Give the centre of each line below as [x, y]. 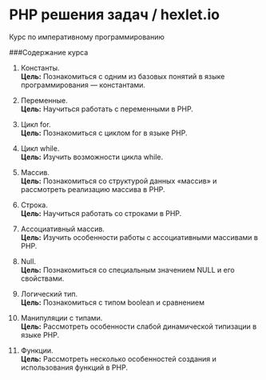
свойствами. [42, 278]
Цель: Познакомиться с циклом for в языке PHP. [104, 133]
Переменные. [44, 100]
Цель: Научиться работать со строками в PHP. [101, 213]
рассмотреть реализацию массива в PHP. [93, 189]
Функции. [37, 350]
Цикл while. [40, 148]
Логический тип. [49, 294]
